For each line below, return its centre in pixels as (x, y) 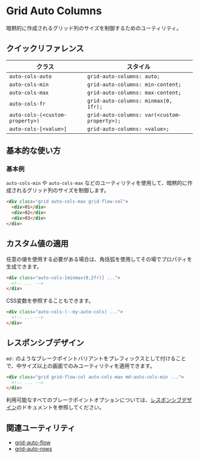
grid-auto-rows (33, 449)
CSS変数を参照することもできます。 (50, 301)
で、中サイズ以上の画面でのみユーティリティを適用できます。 (81, 366)
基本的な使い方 (33, 151)
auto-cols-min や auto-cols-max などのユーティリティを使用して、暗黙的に (97, 183)
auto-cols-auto (31, 76)
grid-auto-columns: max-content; (134, 92)
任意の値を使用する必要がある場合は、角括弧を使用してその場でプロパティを (99, 259)
